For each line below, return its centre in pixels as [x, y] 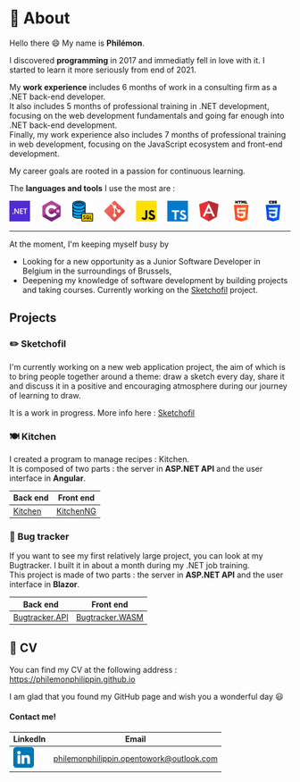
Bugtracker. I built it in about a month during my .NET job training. [129, 566]
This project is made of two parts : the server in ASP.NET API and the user [146, 575]
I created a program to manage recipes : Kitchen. [100, 458]
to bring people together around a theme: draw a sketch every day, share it [147, 376]
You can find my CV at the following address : [93, 669]
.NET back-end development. [63, 125]
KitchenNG [76, 511]
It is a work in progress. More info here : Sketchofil [102, 412]
